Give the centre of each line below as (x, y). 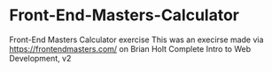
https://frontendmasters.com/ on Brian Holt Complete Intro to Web (130, 48)
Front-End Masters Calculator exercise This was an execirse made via (136, 40)
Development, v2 (40, 58)
